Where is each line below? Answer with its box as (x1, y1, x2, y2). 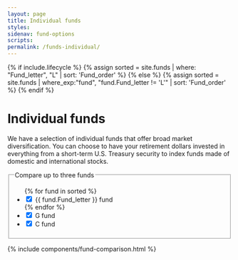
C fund (35, 219, 56, 228)
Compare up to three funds (14, 170, 95, 179)
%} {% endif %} (7, 86, 55, 94)
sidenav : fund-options (7, 30, 75, 38)
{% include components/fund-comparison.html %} (7, 244, 157, 253)
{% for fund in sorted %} (24, 187, 98, 195)
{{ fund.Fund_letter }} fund (35, 195, 113, 204)
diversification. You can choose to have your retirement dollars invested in (7, 142, 225, 150)
